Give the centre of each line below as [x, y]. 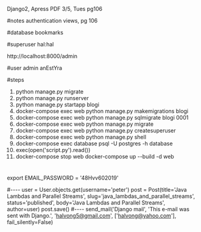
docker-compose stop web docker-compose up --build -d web [95, 156]
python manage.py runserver [52, 98]
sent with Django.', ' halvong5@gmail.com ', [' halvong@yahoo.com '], [92, 216]
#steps [16, 80]
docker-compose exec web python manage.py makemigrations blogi [102, 111]
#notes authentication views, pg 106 [52, 20]
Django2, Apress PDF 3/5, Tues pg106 [55, 9]
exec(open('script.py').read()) [53, 150]
